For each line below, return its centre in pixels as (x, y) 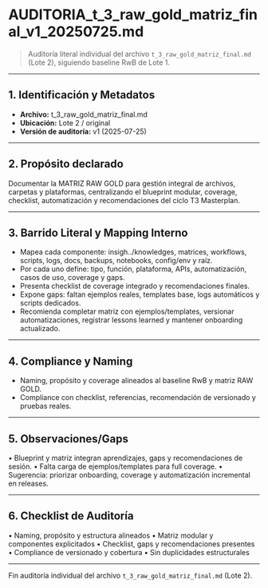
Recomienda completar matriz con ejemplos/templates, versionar (127, 312)
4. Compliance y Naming (71, 361)
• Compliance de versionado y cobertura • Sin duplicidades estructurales (129, 552)
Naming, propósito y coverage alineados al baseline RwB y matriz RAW (136, 381)
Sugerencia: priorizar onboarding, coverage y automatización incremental (130, 475)
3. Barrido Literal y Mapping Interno (98, 232)
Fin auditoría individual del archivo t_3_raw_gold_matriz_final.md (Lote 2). (130, 575)
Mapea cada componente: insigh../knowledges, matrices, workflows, (133, 252)
